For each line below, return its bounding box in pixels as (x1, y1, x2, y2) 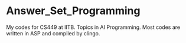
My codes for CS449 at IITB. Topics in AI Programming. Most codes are (6, 24, 181, 31)
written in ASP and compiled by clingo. (6, 29, 100, 37)
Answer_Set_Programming (6, 4, 141, 18)
